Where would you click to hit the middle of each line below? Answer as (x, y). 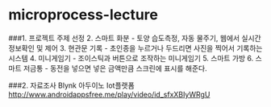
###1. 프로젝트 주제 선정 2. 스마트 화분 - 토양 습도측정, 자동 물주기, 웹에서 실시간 (135, 38)
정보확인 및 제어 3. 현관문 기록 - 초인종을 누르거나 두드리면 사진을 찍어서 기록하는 (135, 48)
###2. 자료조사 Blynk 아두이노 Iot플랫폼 (71, 85)
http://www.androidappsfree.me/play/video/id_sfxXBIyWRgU (109, 94)
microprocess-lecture (83, 15)
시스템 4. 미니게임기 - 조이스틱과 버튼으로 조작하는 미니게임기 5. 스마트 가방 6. (131, 58)
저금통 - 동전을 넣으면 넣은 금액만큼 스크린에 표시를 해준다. (115, 68)
